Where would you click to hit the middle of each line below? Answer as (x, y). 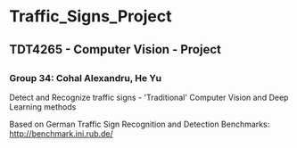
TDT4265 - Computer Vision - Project (115, 49)
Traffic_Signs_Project (91, 16)
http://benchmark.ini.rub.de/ (61, 134)
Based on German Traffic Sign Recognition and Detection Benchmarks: (140, 124)
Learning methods (43, 107)
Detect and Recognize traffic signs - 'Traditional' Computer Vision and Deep (149, 98)
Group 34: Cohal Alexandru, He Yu (86, 78)
